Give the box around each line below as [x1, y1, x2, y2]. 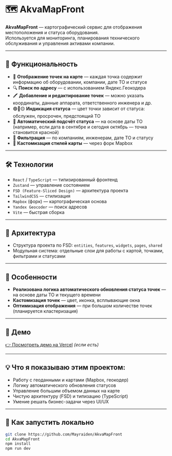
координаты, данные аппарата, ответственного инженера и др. [12, 100, 153, 106]
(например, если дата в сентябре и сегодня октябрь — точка [12, 123, 147, 130]
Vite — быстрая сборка [12, 209, 65, 215]
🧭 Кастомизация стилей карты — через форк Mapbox [12, 140, 133, 146]
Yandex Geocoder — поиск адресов [12, 204, 87, 210]
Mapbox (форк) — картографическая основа [12, 198, 107, 204]
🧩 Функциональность [5, 60, 78, 69]
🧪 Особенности [5, 273, 57, 281]
